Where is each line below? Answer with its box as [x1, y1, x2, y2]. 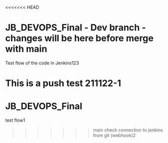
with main [5, 43, 47, 55]
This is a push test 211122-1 [5, 78, 122, 89]
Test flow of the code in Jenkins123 [5, 60, 79, 66]
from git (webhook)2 [93, 132, 136, 138]
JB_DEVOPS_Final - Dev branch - [5, 22, 146, 33]
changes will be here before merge [5, 33, 154, 44]
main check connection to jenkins [93, 127, 163, 133]
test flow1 [5, 117, 25, 123]
